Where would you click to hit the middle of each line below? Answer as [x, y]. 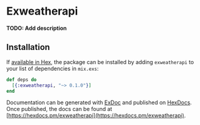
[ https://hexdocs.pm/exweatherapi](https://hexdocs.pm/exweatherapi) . [96, 116]
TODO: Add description [37, 28]
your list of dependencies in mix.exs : [53, 68]
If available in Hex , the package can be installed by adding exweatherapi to [100, 62]
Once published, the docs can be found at [59, 109]
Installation [28, 47]
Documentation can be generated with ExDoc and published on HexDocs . [99, 102]
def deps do [21, 80]
